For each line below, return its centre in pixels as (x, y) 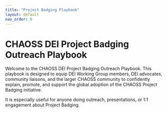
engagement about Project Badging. (43, 105)
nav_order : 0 (19, 19)
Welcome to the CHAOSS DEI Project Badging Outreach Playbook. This (78, 69)
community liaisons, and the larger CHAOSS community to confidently (78, 79)
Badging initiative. (24, 90)
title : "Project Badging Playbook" (42, 10)
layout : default (22, 15)
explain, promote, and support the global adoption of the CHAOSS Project (81, 85)
